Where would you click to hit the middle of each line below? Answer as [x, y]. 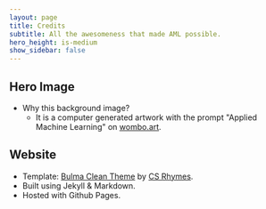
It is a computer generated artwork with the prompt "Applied [146, 117]
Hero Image [42, 87]
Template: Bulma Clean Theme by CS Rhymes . [108, 176]
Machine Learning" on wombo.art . [99, 126]
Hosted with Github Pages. [71, 195]
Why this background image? [76, 108]
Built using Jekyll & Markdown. [79, 185]
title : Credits [37, 26]
